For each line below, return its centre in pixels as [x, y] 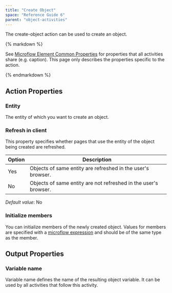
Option [16, 160]
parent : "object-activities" [36, 20]
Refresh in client [26, 130]
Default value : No [24, 202]
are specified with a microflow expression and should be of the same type [83, 232]
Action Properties [34, 91]
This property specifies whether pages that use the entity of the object [80, 141]
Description [97, 160]
